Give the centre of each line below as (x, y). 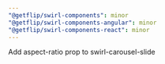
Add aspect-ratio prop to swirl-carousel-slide (82, 52)
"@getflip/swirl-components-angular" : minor (82, 23)
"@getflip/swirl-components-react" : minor (79, 30)
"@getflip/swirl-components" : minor (68, 15)
